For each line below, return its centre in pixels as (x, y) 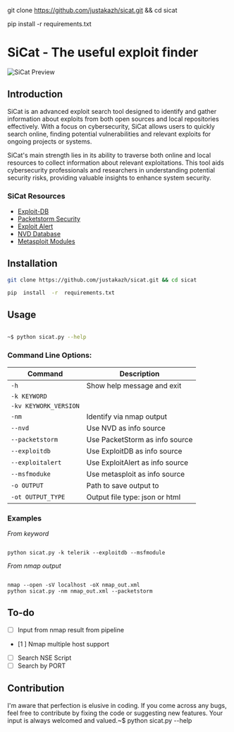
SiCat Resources (36, 196)
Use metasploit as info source (136, 474)
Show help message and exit (134, 385)
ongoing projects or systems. (50, 141)
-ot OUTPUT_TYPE (38, 497)
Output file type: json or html (134, 496)
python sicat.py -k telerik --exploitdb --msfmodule (86, 552)
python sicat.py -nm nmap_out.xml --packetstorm (80, 591)
